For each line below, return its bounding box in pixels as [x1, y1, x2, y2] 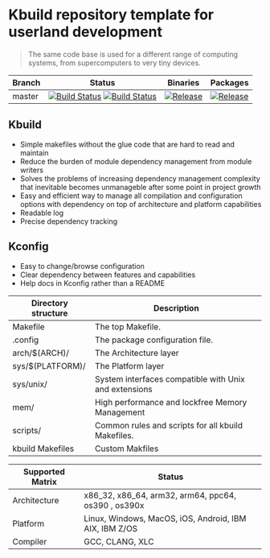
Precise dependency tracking [19, 216, 118, 226]
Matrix [31, 476, 58, 487]
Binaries [167, 76, 200, 88]
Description [153, 302, 199, 313]
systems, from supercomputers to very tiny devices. [27, 58, 201, 68]
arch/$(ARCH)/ [12, 347, 70, 358]
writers [19, 165, 44, 175]
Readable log [19, 208, 64, 217]
